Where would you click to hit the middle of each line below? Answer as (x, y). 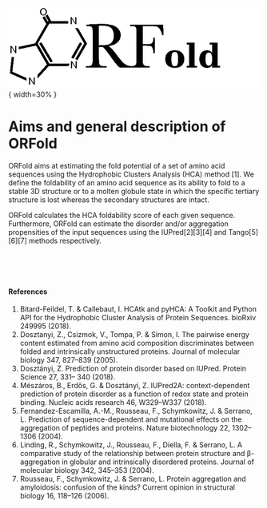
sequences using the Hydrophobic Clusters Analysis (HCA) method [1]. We (131, 174)
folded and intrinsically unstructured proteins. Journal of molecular (130, 351)
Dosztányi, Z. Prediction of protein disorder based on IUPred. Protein (133, 369)
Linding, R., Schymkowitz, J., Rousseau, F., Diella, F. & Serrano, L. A (131, 445)
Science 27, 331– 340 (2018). (68, 377)
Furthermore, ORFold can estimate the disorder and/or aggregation (119, 224)
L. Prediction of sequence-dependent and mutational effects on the (131, 419)
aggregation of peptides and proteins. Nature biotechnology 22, (125, 428)
